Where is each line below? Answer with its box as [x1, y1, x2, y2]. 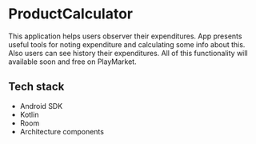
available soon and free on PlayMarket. [8, 57, 138, 66]
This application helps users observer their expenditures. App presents [8, 31, 242, 41]
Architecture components [19, 126, 104, 136]
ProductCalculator [8, 5, 134, 23]
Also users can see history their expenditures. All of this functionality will [8, 48, 248, 58]
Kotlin [19, 110, 39, 119]
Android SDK [19, 101, 63, 110]
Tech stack [8, 80, 65, 94]
